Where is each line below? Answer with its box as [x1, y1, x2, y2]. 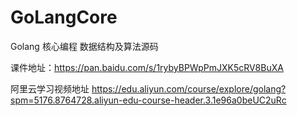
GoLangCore [10, 6, 118, 29]
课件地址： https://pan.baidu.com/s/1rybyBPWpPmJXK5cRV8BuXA [10, 61, 284, 73]
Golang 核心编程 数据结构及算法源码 [10, 40, 159, 52]
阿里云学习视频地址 [10, 82, 90, 95]
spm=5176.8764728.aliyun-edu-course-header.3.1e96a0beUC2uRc [10, 94, 287, 106]
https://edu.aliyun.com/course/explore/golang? [91, 82, 287, 95]
